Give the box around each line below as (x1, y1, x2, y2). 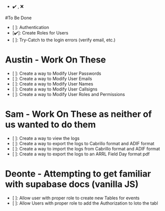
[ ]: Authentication (12, 25, 49, 30)
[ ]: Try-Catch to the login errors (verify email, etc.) (12, 37, 116, 43)
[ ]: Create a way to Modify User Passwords (12, 70, 101, 76)
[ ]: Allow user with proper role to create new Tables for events (12, 195, 140, 201)
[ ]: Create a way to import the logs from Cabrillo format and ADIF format (12, 146, 161, 151)
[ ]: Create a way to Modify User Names (12, 81, 93, 87)
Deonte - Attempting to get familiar (5, 168, 151, 180)
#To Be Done (5, 15, 32, 21)
